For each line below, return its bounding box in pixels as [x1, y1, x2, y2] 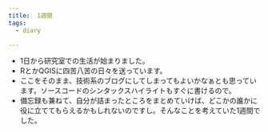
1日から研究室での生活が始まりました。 [19, 56, 150, 66]
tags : [8, 19, 26, 27]
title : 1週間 [8, 11, 54, 20]
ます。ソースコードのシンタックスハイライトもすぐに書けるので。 [19, 86, 236, 95]
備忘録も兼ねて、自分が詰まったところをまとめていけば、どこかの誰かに [19, 96, 258, 106]
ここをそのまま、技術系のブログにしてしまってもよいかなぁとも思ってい [19, 76, 258, 86]
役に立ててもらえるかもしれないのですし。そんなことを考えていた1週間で [19, 106, 261, 115]
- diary [15, 26, 42, 34]
